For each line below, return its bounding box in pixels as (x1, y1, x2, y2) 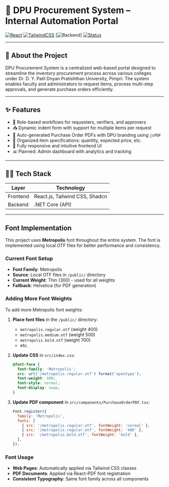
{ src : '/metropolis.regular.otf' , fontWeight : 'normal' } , (22, 423, 150, 428)
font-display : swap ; (17, 386, 60, 391)
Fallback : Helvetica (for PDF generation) (12, 283, 97, 289)
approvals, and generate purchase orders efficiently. (5, 86, 114, 92)
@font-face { (12, 362, 40, 367)
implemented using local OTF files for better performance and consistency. (5, 242, 161, 249)
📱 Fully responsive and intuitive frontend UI (12, 142, 102, 148)
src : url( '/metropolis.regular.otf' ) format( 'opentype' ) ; (17, 371, 141, 376)
